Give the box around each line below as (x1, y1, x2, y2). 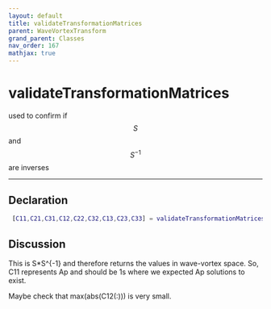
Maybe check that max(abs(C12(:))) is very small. (8, 291, 172, 301)
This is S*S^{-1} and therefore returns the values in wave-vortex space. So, (8, 259, 260, 269)
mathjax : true (8, 49, 56, 57)
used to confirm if (8, 111, 68, 120)
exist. (8, 276, 27, 286)
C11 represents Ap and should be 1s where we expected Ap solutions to (8, 267, 245, 277)
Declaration (8, 193, 69, 207)
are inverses (8, 162, 50, 172)
